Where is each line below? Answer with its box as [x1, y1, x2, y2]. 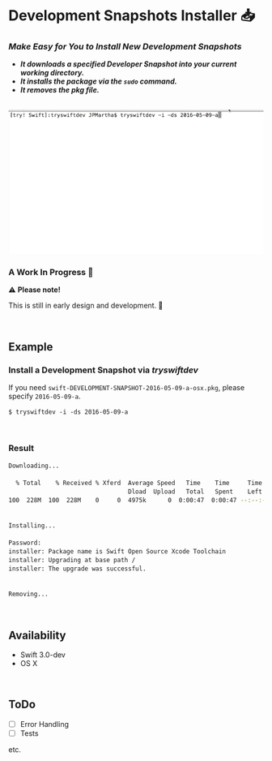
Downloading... [8, 462, 60, 471]
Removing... [8, 590, 49, 599]
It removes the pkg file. [19, 85, 100, 95]
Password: [8, 539, 42, 548]
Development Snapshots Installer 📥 [8, 6, 255, 25]
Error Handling [19, 719, 70, 729]
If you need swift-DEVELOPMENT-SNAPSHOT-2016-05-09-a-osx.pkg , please [8, 382, 245, 392]
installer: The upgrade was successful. [8, 565, 147, 573]
